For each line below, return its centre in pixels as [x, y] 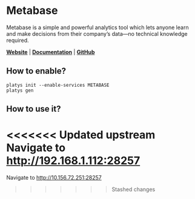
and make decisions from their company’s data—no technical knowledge [97, 33]
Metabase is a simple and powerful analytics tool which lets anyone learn [97, 27]
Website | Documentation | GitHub [51, 52]
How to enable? [36, 71]
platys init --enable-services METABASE [58, 85]
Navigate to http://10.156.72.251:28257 [54, 178]
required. [18, 40]
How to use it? [34, 109]
